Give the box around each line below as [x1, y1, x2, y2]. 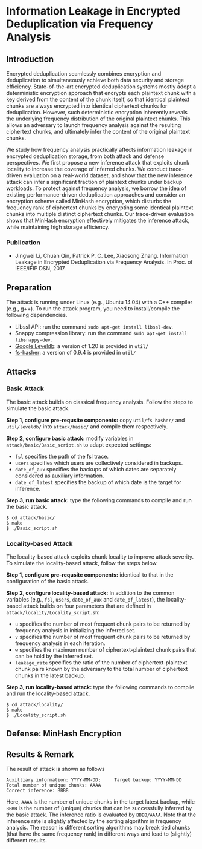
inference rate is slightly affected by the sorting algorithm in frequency [6, 818, 182, 825]
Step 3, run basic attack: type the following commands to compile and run [6, 496, 192, 503]
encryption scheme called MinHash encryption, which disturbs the [6, 198, 172, 205]
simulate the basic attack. [6, 404, 71, 412]
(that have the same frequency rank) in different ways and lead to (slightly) [6, 830, 192, 838]
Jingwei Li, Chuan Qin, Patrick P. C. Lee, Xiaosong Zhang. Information [14, 252, 189, 260]
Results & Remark [6, 749, 74, 759]
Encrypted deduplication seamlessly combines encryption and [6, 70, 162, 77]
